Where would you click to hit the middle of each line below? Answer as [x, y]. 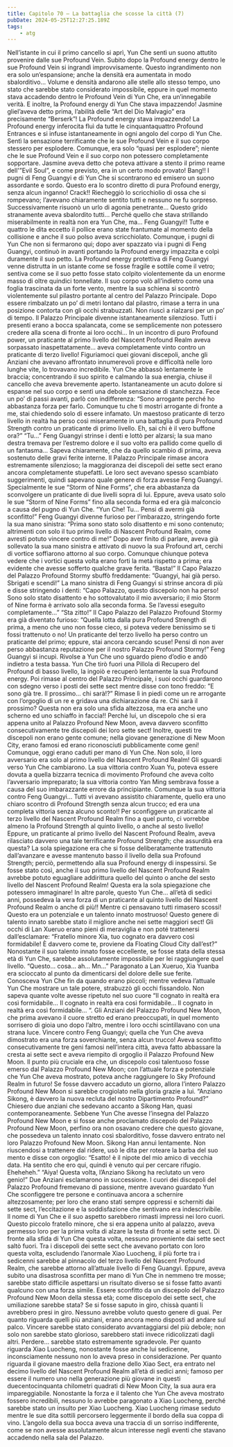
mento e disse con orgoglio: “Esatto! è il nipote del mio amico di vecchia [110, 1158]
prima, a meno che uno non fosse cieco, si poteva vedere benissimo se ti [112, 627]
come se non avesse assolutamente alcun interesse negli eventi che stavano [116, 1430]
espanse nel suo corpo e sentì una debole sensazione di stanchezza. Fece [114, 392]
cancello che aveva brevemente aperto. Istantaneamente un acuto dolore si [115, 384]
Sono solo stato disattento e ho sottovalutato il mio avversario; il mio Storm [114, 598]
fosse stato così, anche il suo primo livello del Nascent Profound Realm [109, 870]
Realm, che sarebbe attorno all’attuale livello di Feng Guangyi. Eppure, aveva [116, 1268]
